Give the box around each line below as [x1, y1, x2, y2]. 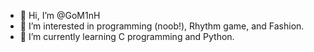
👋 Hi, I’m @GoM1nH [19, 10, 101, 21]
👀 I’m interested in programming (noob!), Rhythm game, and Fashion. [19, 20, 305, 32]
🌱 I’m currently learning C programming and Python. [19, 31, 235, 42]
